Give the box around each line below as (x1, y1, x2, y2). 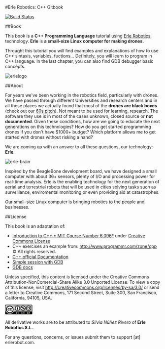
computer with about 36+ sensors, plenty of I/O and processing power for (5, 174, 155, 179)
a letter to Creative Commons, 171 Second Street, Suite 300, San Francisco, (5, 290, 158, 296)
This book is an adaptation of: (5, 223, 66, 229)
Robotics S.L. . (5, 325, 34, 330)
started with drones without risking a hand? (5, 134, 93, 140)
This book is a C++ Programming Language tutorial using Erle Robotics (5, 33, 151, 39)
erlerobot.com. (5, 340, 35, 345)
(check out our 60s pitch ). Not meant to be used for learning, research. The (5, 108, 159, 114)
